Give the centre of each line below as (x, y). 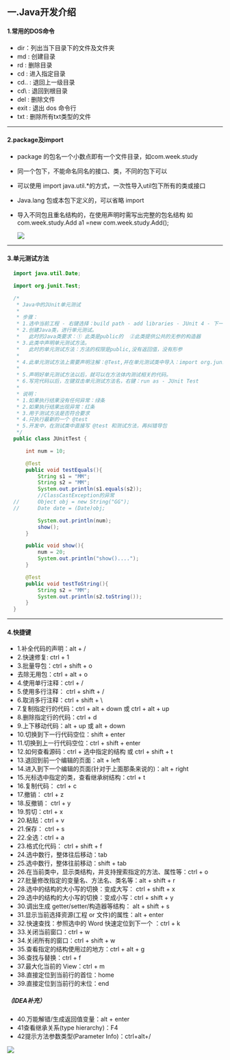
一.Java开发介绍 (42, 12)
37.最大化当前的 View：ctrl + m (61, 967)
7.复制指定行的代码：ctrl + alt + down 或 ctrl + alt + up (93, 709)
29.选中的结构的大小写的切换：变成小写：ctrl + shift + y (95, 898)
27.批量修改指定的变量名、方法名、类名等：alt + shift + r (96, 881)
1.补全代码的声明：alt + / (51, 649)
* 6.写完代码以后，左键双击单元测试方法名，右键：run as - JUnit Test (107, 381)
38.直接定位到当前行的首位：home (65, 975)
